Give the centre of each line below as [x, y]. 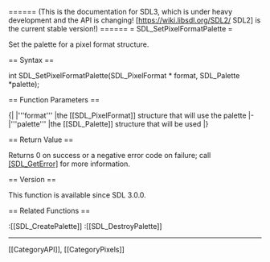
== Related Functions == [49, 210]
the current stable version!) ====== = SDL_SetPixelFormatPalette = [121, 29]
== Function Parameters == [54, 100]
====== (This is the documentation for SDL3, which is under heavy [121, 12]
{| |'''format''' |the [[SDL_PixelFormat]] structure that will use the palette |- [131, 115]
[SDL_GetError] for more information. [70, 164]
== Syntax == [31, 60]
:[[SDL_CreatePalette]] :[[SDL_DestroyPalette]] [85, 226]
